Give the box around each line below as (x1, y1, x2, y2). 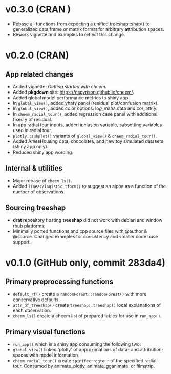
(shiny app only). (12, 143, 49, 149)
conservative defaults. (12, 296, 60, 303)
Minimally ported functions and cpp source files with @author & (12, 228, 147, 234)
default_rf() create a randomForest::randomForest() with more (12, 291, 147, 297)
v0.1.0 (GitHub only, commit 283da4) (5, 257, 165, 268)
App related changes (5, 70, 73, 79)
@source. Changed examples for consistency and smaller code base (12, 233, 158, 239)
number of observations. (12, 189, 65, 195)
